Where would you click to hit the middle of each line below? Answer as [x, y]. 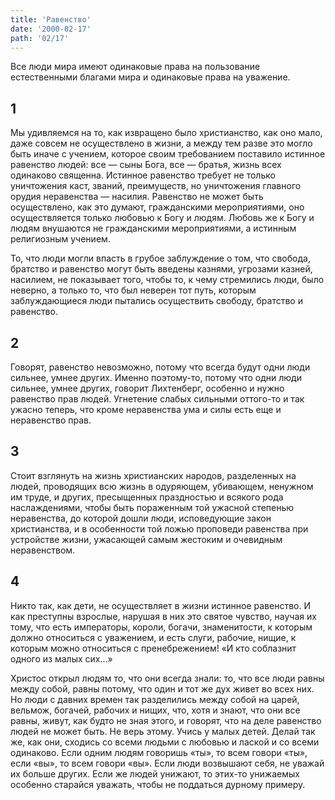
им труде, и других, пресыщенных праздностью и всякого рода [147, 497]
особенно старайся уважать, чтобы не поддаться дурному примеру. [158, 784]
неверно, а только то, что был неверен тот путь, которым [133, 290]
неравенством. [43, 550]
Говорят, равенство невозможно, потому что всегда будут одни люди [160, 367]
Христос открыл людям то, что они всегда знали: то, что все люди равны [167, 678]
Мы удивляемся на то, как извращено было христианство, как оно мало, [166, 133]
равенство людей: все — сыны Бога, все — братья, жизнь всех [146, 165]
